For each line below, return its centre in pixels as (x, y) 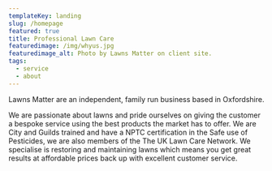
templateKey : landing (45, 16)
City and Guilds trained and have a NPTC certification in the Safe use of (128, 132)
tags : (17, 62)
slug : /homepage (36, 24)
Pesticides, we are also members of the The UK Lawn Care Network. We (130, 141)
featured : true (34, 31)
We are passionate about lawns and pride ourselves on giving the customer (135, 115)
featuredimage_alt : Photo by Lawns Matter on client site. (110, 53)
